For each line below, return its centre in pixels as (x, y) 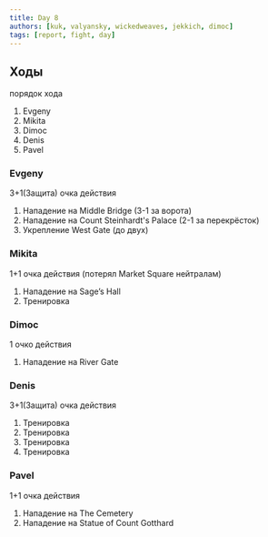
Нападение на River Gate (70, 362)
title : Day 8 (34, 18)
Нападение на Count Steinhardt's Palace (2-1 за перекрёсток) (141, 220)
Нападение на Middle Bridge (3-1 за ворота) (107, 211)
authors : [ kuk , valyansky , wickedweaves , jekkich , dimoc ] (121, 26)
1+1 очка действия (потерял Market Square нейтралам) (115, 273)
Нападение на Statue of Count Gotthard (98, 522)
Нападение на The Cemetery (78, 513)
